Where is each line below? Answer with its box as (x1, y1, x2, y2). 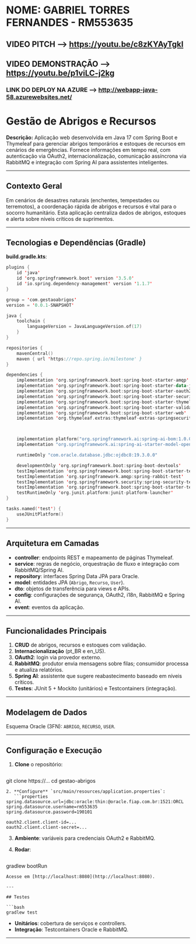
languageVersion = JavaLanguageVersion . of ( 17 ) (27, 324, 142, 330)
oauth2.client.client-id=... (6, 819, 77, 825)
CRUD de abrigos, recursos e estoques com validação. (14, 641, 147, 649)
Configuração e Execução (6, 745, 102, 755)
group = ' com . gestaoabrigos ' (6, 296, 77, 303)
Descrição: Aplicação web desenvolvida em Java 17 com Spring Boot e (6, 134, 178, 141)
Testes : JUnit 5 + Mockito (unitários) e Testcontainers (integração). (14, 685, 177, 692)
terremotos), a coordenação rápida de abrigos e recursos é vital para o (6, 203, 177, 210)
